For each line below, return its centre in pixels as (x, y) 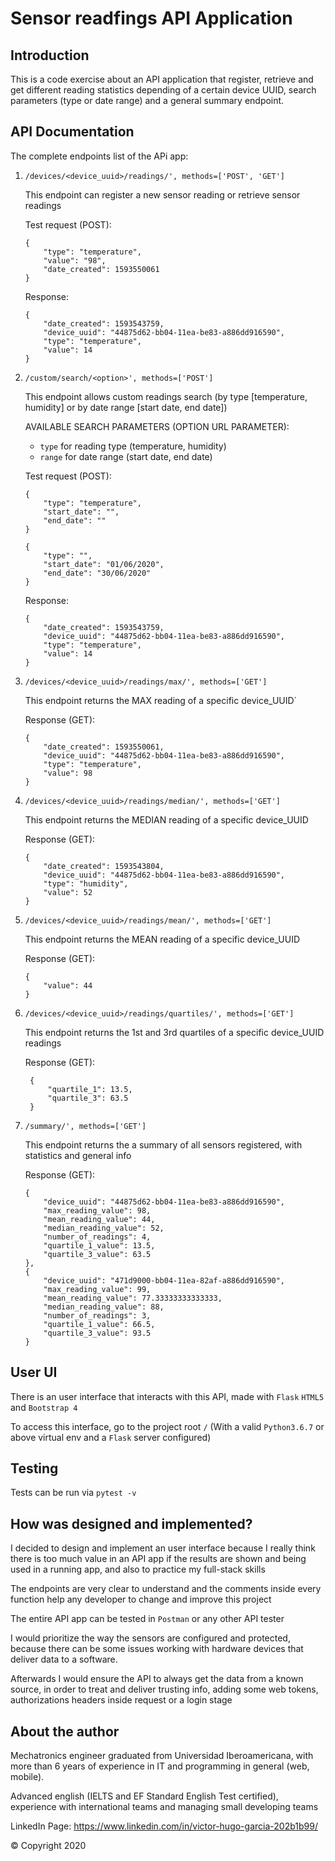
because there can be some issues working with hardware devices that (157, 1649)
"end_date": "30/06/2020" (97, 573)
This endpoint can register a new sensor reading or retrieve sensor (162, 194)
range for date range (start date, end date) (126, 456)
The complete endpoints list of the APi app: (99, 156)
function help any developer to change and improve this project (141, 1599)
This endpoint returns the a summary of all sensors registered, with (163, 1144)
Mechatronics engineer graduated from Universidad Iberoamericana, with (162, 1756)
